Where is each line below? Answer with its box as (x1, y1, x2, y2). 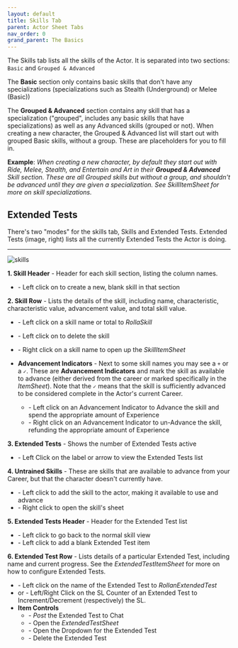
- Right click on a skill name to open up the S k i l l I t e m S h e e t (17, 345, 186, 353)
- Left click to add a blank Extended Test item (17, 538, 150, 547)
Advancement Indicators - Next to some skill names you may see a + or (17, 359, 229, 368)
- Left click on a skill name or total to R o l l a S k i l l (17, 317, 152, 326)
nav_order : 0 (7, 30, 46, 38)
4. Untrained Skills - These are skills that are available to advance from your (7, 466, 230, 476)
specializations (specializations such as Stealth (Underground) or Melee (7, 85, 217, 94)
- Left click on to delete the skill (17, 331, 110, 340)
